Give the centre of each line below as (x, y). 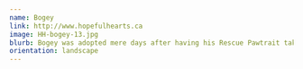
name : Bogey (32, 17)
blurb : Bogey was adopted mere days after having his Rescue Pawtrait (145, 43)
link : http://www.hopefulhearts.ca (76, 26)
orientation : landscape (54, 51)
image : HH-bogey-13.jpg (54, 34)
